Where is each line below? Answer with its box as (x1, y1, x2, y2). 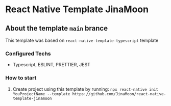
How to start (5, 74, 37, 82)
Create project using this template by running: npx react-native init (12, 86, 159, 92)
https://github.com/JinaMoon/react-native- (72, 91, 166, 96)
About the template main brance (5, 24, 108, 33)
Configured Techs (5, 50, 51, 57)
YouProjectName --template (12, 91, 70, 96)
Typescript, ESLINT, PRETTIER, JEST (12, 62, 90, 68)
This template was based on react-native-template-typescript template (5, 37, 159, 43)
